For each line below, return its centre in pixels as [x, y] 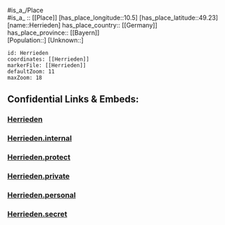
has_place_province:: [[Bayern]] [53, 32]
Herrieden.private [39, 176]
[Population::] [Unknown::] [46, 40]
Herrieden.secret [37, 214]
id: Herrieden [28, 53]
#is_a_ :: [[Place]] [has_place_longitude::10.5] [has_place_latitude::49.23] [113, 18]
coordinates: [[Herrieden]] [49, 59]
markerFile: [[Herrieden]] [47, 66]
